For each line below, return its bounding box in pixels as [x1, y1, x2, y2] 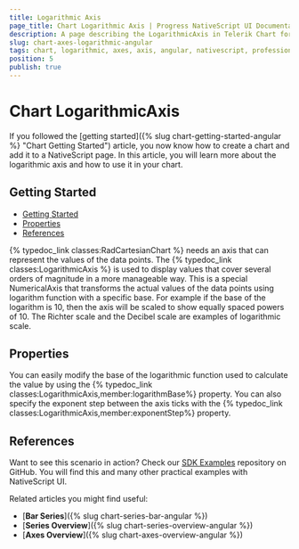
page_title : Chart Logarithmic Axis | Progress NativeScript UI [9, 21, 253, 30]
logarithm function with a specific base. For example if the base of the [9, 291, 267, 303]
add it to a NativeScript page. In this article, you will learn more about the [9, 149, 277, 160]
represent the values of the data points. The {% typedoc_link [9, 254, 232, 265]
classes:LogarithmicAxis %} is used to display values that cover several [9, 264, 271, 274]
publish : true [9, 63, 62, 72]
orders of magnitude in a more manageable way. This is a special [9, 273, 248, 283]
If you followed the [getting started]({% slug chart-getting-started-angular [9, 130, 282, 141]
